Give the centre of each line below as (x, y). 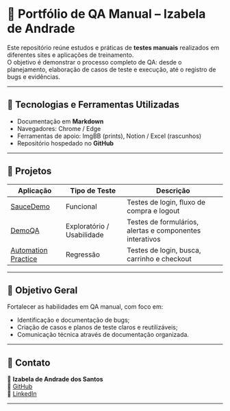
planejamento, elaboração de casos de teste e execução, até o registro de (112, 69)
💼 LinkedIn (22, 394)
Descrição (173, 190)
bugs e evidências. (34, 77)
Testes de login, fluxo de (166, 202)
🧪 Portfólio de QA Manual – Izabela (106, 14)
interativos (143, 239)
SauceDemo (30, 207)
